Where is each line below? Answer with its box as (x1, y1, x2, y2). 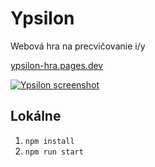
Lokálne (10, 108, 62, 125)
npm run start (24, 147, 84, 157)
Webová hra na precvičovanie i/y (10, 40, 146, 52)
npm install (24, 136, 75, 146)
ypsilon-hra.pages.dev (10, 59, 104, 71)
